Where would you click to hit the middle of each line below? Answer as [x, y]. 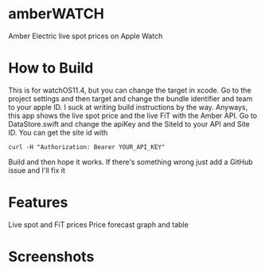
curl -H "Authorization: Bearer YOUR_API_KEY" [87, 147]
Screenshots [51, 256]
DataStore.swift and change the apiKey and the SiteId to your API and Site [129, 123]
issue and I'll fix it [37, 170]
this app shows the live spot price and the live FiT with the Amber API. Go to [133, 115]
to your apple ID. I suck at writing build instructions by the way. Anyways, [128, 107]
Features [38, 203]
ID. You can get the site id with [58, 132]
